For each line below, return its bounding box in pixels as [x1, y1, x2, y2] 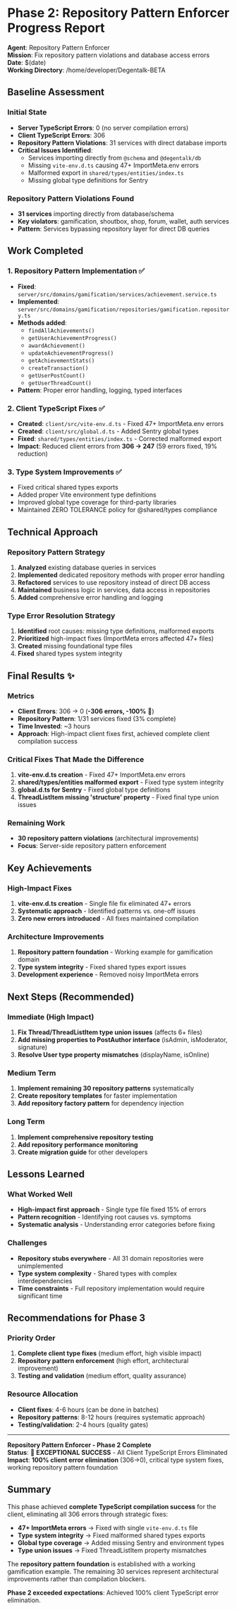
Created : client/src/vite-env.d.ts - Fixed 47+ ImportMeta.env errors [17, 419, 224, 428]
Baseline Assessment [7, 86, 104, 98]
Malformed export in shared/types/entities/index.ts [28, 168, 184, 177]
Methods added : [17, 318, 67, 327]
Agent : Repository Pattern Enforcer [7, 43, 110, 52]
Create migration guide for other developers [17, 1148, 148, 1156]
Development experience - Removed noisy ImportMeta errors [17, 970, 199, 979]
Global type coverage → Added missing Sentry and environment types [17, 1538, 224, 1547]
